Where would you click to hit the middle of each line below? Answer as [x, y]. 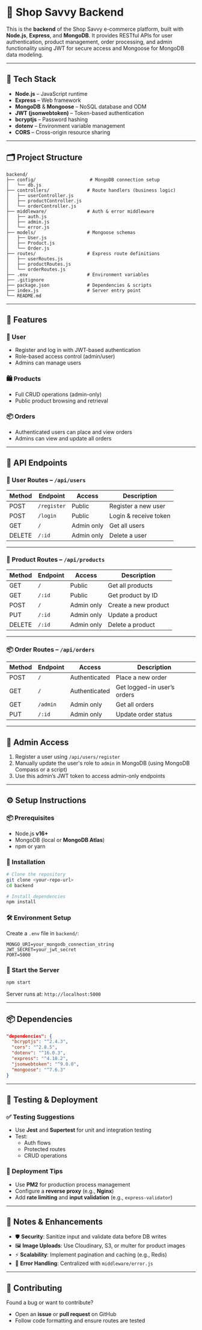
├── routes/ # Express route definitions [83, 253]
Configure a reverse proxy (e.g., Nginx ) [64, 1191]
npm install [21, 902]
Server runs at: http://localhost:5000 [54, 994]
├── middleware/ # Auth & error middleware [80, 211]
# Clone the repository [36, 874]
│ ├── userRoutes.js [35, 259]
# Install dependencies [36, 896]
